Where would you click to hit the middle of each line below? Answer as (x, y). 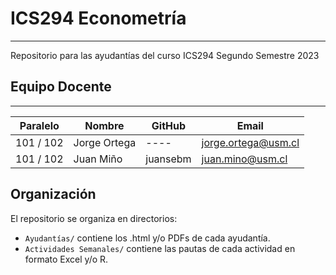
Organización (53, 194)
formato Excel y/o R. (66, 259)
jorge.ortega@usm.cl (250, 142)
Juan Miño (98, 159)
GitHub (169, 125)
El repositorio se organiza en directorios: (94, 218)
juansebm (168, 159)
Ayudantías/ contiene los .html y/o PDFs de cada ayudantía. (147, 238)
